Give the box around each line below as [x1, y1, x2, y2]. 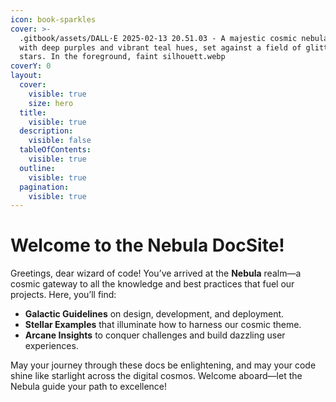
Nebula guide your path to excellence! [10, 381, 168, 393]
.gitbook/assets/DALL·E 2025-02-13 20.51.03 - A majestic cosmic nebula [19, 33, 329, 43]
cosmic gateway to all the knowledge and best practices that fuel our [10, 278, 295, 290]
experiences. [24, 340, 79, 352]
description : [19, 126, 74, 136]
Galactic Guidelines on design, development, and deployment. [24, 308, 285, 320]
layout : [10, 71, 43, 81]
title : [19, 107, 47, 118]
